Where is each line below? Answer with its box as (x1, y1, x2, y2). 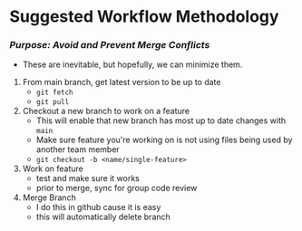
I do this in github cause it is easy (35, 202, 161, 213)
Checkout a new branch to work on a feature (22, 106, 190, 117)
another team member (35, 144, 120, 155)
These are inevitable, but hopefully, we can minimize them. (22, 59, 243, 70)
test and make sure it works (35, 173, 141, 184)
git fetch (35, 88, 74, 97)
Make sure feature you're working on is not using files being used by (35, 134, 293, 146)
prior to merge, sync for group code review (35, 183, 198, 194)
